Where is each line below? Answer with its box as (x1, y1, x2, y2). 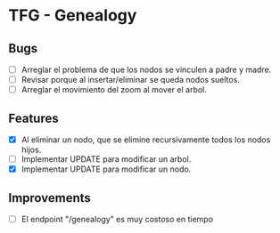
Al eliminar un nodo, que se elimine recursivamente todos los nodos (21, 134, 271, 145)
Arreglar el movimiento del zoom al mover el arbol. (21, 84, 207, 95)
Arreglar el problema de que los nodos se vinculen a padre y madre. (21, 64, 272, 75)
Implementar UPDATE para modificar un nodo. (21, 164, 192, 174)
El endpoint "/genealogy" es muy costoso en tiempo (21, 214, 214, 224)
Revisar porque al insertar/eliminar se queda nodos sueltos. (21, 75, 240, 85)
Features (8, 110, 59, 125)
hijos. (21, 144, 42, 156)
